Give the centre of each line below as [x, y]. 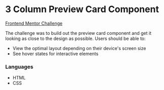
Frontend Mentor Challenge [34, 23]
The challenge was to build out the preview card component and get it [78, 33]
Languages [19, 67]
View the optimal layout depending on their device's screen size [79, 48]
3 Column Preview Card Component [82, 9]
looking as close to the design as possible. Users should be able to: [75, 38]
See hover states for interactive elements [55, 54]
